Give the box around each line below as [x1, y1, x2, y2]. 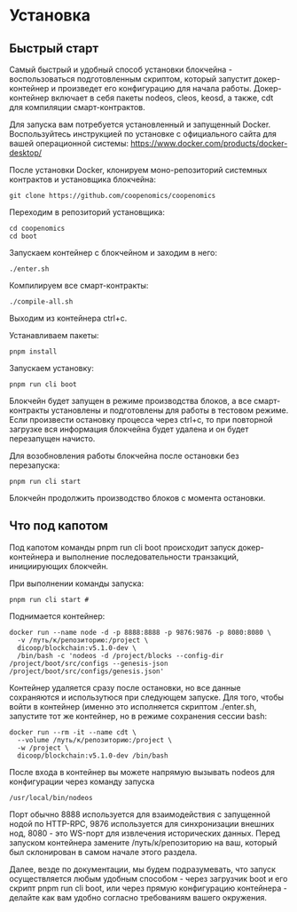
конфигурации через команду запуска [9, 776, 155, 787]
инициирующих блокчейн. [9, 560, 109, 571]
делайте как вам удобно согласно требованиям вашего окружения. [9, 892, 268, 902]
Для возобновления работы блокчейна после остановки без [9, 450, 239, 461]
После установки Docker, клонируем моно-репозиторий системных [9, 165, 268, 175]
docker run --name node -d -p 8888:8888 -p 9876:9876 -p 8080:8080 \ [9, 628, 272, 637]
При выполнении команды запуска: [9, 578, 145, 589]
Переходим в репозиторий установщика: [9, 207, 166, 218]
